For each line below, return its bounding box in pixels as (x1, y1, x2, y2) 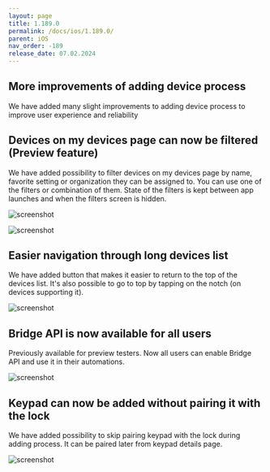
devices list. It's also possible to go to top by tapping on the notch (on (8, 279, 242, 288)
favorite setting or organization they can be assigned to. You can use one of (8, 176, 262, 186)
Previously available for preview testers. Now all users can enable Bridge (8, 349, 252, 358)
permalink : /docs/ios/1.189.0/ (8, 27, 114, 35)
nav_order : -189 (8, 42, 63, 50)
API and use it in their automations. (8, 357, 125, 366)
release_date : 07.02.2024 (8, 50, 96, 58)
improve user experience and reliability (8, 110, 139, 119)
